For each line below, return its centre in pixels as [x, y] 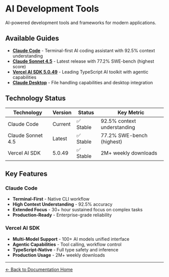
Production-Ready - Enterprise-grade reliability [62, 215]
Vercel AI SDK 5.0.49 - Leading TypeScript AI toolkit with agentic [80, 72]
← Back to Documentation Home [39, 269]
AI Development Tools [52, 9]
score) [19, 66]
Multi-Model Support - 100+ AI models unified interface [71, 239]
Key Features [26, 174]
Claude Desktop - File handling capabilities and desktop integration [83, 82]
